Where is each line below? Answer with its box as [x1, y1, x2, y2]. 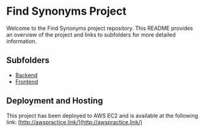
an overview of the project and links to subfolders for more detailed [6, 31, 176, 38]
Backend [15, 71, 38, 79]
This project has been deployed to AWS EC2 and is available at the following [6, 112, 199, 119]
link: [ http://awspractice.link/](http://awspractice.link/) [6, 118, 143, 126]
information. [6, 37, 37, 45]
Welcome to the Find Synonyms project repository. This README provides [6, 24, 194, 32]
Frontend [15, 78, 38, 85]
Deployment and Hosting [6, 96, 103, 106]
